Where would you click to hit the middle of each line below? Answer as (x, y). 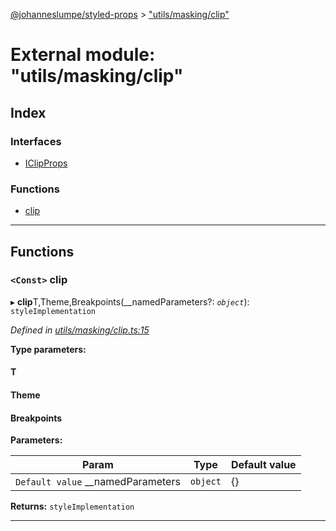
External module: (83, 55)
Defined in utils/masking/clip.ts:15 (80, 330)
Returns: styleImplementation (72, 506)
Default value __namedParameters (98, 482)
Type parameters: (48, 349)
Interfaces (36, 141)
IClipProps (46, 163)
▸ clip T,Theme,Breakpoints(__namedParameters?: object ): (130, 301)
